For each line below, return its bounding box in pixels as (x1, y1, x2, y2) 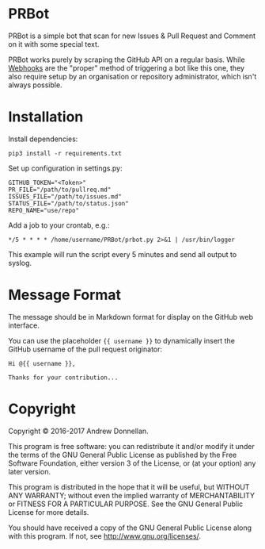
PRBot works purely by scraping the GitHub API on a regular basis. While (8, 55, 245, 64)
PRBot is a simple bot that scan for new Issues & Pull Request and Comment (8, 31, 256, 40)
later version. (8, 466, 51, 476)
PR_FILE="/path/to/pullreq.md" (8, 186, 112, 194)
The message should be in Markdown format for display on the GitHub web (8, 312, 253, 321)
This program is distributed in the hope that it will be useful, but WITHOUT (8, 482, 250, 492)
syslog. (8, 258, 32, 267)
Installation (8, 108, 84, 126)
